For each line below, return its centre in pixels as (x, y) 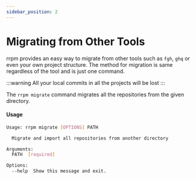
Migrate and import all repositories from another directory (90, 138)
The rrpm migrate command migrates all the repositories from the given (95, 95)
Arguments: (20, 149)
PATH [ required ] (33, 155)
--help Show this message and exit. (59, 171)
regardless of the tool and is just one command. (65, 71)
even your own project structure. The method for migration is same (90, 64)
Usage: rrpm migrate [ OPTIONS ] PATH (52, 127)
